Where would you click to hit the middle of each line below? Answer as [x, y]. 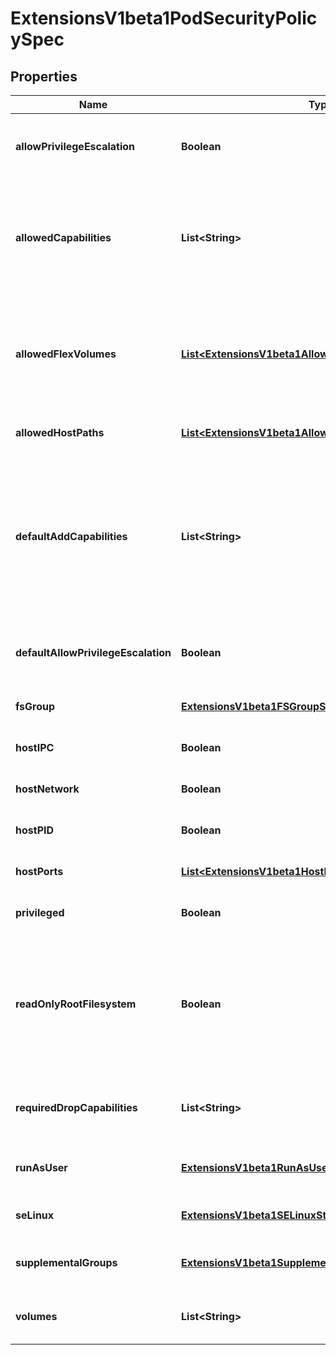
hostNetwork [47, 789]
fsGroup [35, 706]
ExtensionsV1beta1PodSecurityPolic [164, 18]
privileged [40, 912]
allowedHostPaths [60, 432]
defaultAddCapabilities [71, 536]
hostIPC [35, 747]
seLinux [35, 1215]
